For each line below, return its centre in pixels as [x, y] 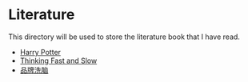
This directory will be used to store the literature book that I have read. [124, 37]
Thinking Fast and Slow [58, 61]
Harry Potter [40, 52]
